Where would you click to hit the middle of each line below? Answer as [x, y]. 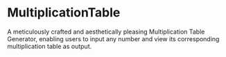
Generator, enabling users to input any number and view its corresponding [113, 38]
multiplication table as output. [50, 46]
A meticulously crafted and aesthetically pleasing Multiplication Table [106, 32]
